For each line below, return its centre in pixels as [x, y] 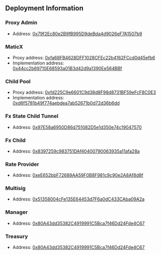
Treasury [17, 236]
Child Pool [18, 81]
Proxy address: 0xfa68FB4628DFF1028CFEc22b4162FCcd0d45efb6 [84, 57]
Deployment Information [45, 8]
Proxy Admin [21, 23]
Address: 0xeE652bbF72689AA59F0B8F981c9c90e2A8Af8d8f [78, 175]
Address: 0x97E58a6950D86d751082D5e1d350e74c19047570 [77, 127]
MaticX [14, 46]
